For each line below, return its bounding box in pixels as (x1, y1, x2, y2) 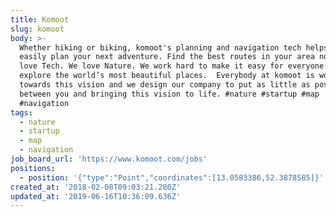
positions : (10, 163, 56, 173)
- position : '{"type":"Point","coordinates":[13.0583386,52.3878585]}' (19, 172, 325, 183)
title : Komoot (10, 14, 70, 25)
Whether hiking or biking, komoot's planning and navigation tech (19, 42, 302, 53)
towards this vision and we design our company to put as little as (19, 80, 311, 90)
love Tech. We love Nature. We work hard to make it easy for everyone (19, 61, 325, 71)
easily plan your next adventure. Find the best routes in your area (19, 52, 315, 62)
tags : (10, 107, 33, 118)
